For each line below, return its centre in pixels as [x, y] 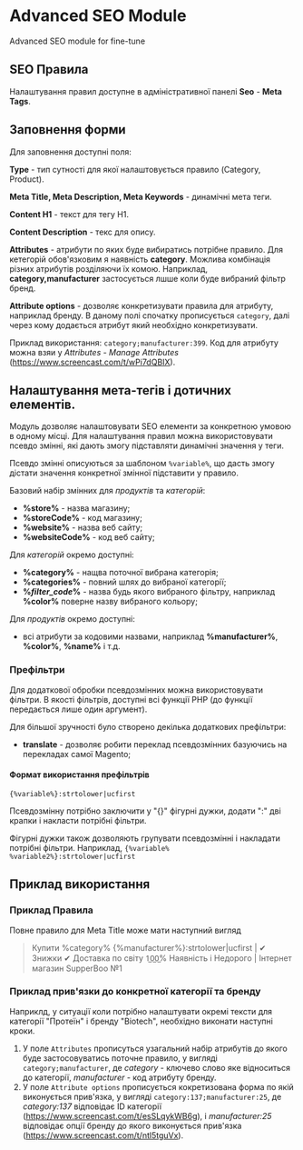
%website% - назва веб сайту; [83, 527]
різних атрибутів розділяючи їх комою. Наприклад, [109, 268]
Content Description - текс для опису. [83, 232]
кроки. [22, 1030]
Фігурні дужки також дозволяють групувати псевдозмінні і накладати [145, 838]
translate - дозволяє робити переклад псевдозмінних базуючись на [155, 744]
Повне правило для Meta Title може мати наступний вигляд [126, 930]
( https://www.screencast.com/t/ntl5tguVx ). [103, 1135]
